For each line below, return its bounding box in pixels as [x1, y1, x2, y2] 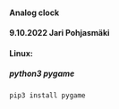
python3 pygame [9, 68, 75, 80]
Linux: [9, 47, 33, 58]
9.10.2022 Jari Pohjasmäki [9, 28, 110, 38]
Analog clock [9, 7, 60, 18]
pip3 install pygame [9, 90, 87, 100]
